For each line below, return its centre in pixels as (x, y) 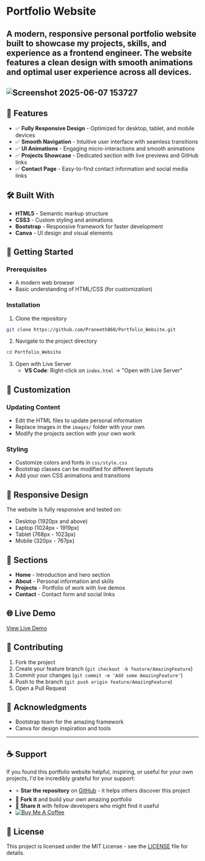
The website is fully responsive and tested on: (64, 510)
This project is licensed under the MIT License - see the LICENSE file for (97, 846)
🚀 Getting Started (40, 252)
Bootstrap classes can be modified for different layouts (84, 469)
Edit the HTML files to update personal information (78, 420)
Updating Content (33, 407)
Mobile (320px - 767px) (45, 541)
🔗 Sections (27, 560)
